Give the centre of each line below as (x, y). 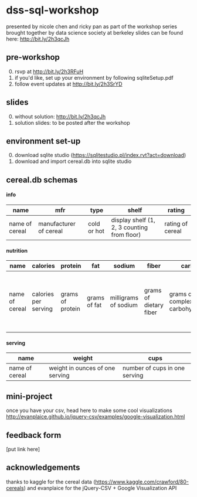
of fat (94, 305)
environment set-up (43, 141)
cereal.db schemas (42, 180)
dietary (154, 305)
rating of (176, 223)
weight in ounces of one (82, 368)
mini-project (29, 396)
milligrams (124, 298)
